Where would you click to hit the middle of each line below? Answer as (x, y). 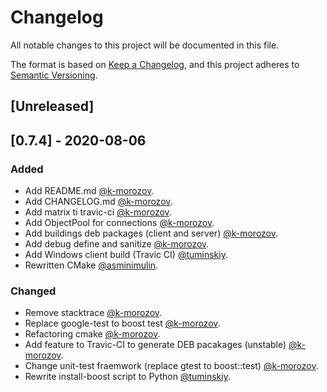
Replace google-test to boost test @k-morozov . (122, 323)
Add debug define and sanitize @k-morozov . (117, 244)
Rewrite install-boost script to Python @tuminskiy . (127, 377)
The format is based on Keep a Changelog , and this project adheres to (155, 64)
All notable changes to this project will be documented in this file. (145, 45)
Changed (33, 291)
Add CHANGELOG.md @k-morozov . (98, 202)
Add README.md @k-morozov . (89, 191)
